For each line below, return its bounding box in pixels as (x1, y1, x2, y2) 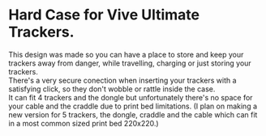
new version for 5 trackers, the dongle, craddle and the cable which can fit (8, 109, 258, 119)
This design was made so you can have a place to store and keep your (8, 49, 244, 59)
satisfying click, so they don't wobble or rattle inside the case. (8, 83, 216, 94)
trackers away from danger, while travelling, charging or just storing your (8, 58, 251, 68)
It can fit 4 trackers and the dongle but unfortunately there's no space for (8, 92, 253, 102)
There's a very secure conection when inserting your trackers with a (8, 75, 237, 85)
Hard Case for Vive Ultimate (8, 6, 200, 24)
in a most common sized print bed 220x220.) (8, 118, 160, 128)
